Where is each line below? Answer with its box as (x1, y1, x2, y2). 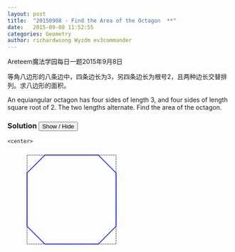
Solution (7, 121, 38, 131)
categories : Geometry (7, 30, 72, 38)
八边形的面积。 (26, 81, 70, 90)
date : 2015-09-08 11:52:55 (7, 23, 94, 31)
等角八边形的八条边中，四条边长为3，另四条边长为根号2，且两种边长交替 (7, 73, 221, 81)
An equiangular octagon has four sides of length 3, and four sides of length (7, 95, 228, 104)
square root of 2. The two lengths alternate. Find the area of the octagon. (7, 103, 222, 112)
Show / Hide (41, 122, 75, 130)
